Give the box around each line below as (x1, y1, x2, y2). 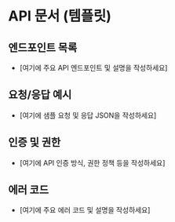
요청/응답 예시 (8, 88, 72, 102)
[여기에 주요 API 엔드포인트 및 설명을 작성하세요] (19, 64, 168, 72)
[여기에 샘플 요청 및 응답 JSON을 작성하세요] (19, 111, 157, 120)
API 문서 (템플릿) (8, 7, 112, 25)
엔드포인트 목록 (8, 41, 78, 54)
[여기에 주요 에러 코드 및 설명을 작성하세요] (19, 206, 151, 215)
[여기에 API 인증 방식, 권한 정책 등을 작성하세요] (19, 158, 166, 167)
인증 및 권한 (8, 136, 61, 149)
